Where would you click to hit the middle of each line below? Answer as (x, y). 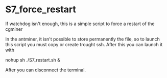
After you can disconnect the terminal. (45, 70)
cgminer (14, 29)
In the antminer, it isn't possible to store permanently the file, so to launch (82, 39)
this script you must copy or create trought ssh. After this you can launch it (84, 44)
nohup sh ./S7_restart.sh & (33, 60)
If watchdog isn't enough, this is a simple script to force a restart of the (80, 24)
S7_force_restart (41, 9)
